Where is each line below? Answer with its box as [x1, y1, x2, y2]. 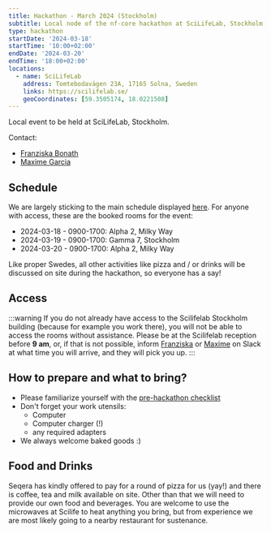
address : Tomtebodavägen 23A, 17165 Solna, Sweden [23, 80, 198, 88]
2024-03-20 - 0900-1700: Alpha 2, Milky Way [19, 244, 174, 254]
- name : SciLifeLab [15, 72, 82, 80]
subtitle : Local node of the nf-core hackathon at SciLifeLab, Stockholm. [8, 19, 267, 28]
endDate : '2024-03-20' [8, 49, 85, 58]
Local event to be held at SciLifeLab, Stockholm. [8, 117, 170, 127]
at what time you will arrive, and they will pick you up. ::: [8, 347, 196, 357]
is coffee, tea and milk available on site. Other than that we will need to [8, 489, 245, 499]
